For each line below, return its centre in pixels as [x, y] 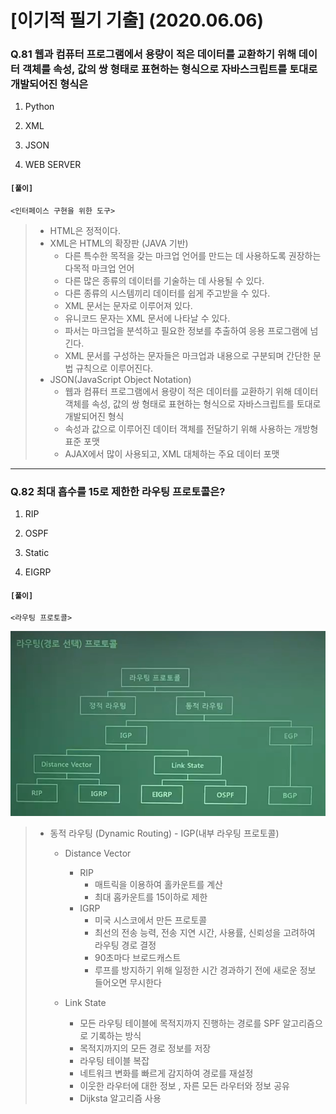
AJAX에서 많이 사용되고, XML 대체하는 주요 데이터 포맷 [172, 453]
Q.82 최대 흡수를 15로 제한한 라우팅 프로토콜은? [118, 491]
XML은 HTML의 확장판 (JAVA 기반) [119, 243]
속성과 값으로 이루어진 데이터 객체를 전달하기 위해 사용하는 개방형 [191, 428]
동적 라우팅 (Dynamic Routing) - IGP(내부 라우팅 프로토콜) [164, 833]
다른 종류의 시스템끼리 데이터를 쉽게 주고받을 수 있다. [167, 293]
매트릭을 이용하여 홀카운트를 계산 [158, 884]
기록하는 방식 [116, 1035]
